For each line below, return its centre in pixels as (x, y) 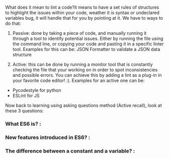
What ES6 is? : (23, 124)
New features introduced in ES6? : (48, 137)
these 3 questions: (24, 111)
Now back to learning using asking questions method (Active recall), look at (83, 105)
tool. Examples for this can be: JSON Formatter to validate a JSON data (86, 49)
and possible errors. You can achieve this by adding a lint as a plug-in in (87, 75)
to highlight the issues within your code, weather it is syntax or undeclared (82, 13)
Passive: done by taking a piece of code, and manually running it (79, 33)
